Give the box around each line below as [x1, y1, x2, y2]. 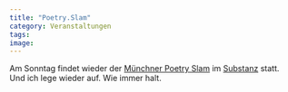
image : [9, 38, 35, 48]
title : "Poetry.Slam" [9, 13, 92, 23]
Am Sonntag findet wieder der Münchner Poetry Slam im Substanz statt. [9, 63, 280, 74]
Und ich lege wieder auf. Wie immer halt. [9, 73, 162, 84]
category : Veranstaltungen [9, 22, 112, 31]
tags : [9, 30, 30, 39]
